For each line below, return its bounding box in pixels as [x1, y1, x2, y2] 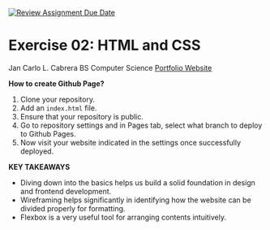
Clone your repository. [19, 94, 96, 104]
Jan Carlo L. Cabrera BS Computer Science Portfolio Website [8, 63, 212, 72]
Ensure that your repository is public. [19, 111, 144, 121]
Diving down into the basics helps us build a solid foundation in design [19, 177, 255, 187]
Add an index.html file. [19, 102, 97, 113]
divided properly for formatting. [19, 203, 126, 213]
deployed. [19, 146, 54, 156]
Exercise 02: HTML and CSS [8, 37, 201, 54]
